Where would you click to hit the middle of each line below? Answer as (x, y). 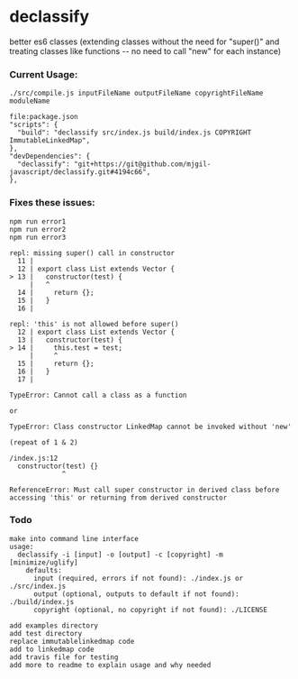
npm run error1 (38, 221)
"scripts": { (34, 125)
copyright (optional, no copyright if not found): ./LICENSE (150, 610)
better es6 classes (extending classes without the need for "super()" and (144, 41)
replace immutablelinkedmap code (72, 641)
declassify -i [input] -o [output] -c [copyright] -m (120, 555)
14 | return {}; (56, 292)
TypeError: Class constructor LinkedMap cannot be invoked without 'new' (151, 427)
